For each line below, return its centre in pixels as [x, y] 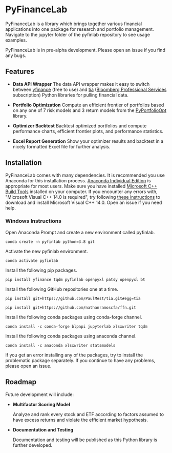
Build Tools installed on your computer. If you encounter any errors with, [81, 192]
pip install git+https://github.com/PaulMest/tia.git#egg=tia [73, 298]
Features [20, 72]
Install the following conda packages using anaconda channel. [71, 336]
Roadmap [21, 382]
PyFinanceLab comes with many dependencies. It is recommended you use [85, 175]
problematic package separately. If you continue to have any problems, [80, 360]
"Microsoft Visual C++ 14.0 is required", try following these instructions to [83, 197]
